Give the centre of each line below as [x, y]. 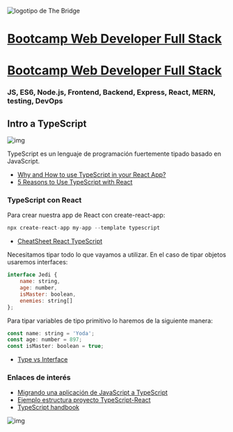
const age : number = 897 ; [45, 340]
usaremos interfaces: [38, 262]
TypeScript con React [45, 200]
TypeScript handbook [48, 408]
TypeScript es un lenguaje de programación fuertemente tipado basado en [114, 154]
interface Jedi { [32, 275]
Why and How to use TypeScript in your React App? [91, 175]
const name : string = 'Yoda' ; [51, 333]
